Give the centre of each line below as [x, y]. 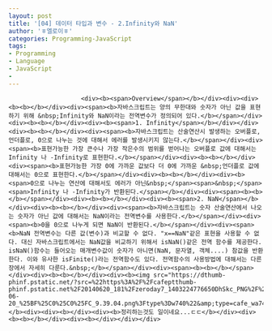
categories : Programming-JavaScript [70, 39]
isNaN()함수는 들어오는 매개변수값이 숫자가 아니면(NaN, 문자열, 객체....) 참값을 [129, 251]
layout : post [30, 16]
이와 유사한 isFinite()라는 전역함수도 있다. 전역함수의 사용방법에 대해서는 [137, 259]
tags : [17, 46]
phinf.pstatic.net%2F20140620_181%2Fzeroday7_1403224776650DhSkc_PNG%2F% [136, 289]
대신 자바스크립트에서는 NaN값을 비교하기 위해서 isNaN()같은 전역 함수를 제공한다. [142, 242]
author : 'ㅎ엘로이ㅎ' [40, 31]
